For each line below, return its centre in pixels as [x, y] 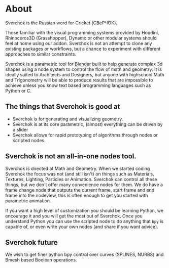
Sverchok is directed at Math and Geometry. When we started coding [78, 168]
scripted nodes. [29, 140]
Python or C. [19, 91]
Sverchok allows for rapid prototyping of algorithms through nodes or [85, 135]
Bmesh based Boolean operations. [41, 260]
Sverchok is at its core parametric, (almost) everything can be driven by [88, 124]
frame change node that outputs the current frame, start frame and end [80, 190]
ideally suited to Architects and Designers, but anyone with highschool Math [85, 74]
